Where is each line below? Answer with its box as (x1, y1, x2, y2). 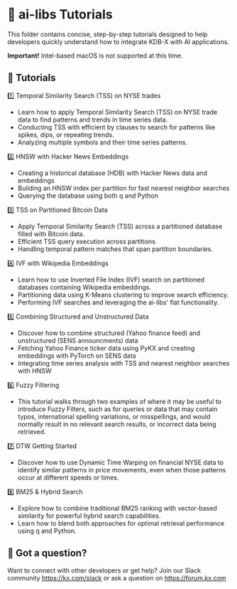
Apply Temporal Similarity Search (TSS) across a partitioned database (17, 222, 223, 230)
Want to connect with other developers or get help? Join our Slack (7, 566, 201, 575)
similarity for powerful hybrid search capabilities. (17, 511, 161, 520)
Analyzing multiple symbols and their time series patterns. (17, 138, 188, 147)
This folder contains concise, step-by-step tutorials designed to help (7, 30, 208, 38)
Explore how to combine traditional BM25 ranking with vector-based (17, 504, 218, 512)
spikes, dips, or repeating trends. (17, 130, 115, 139)
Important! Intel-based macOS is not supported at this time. (7, 51, 183, 60)
